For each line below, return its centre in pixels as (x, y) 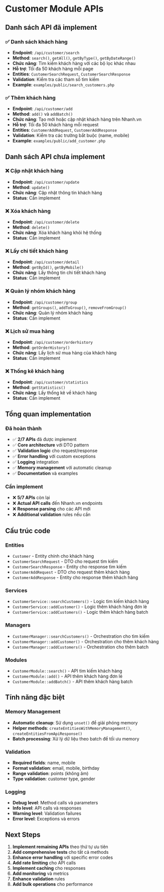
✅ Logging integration (35, 462)
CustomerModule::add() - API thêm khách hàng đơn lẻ (67, 676)
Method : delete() (31, 228)
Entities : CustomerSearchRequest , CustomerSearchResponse (71, 74)
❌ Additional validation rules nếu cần (51, 514)
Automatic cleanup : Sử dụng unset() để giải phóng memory (75, 722)
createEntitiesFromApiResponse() (47, 734)
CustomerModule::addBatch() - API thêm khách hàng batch (72, 681)
